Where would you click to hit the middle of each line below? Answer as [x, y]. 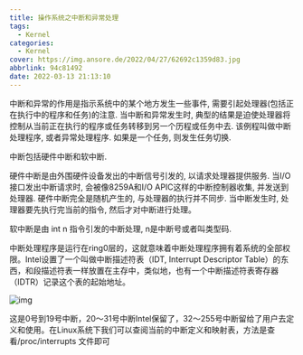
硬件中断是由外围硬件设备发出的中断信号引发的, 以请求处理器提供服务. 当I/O [150, 175]
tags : [19, 26]
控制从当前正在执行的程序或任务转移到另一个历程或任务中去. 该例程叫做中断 [150, 126]
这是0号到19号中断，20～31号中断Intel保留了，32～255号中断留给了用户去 [148, 318]
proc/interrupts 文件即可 [65, 341]
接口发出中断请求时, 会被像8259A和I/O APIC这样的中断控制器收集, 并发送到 [149, 187]
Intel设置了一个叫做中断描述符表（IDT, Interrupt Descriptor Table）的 [153, 259]
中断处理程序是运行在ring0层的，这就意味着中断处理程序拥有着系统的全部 [146, 248]
